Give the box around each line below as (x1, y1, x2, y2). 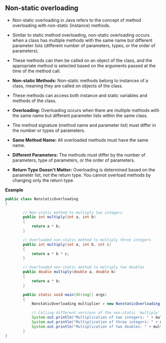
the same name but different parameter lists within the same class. (12, 113, 148, 118)
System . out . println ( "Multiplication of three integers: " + (31, 320, 158, 325)
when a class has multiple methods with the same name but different (12, 37, 153, 43)
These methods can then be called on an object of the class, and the (12, 57, 152, 63)
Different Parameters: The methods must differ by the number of (12, 152, 146, 158)
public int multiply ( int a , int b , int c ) (23, 242, 112, 247)
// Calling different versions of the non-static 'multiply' (31, 310, 161, 315)
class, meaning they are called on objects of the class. (12, 83, 124, 89)
